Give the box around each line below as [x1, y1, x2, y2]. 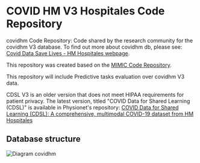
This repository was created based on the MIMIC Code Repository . [6, 61, 172, 69]
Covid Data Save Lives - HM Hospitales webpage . [6, 49, 130, 57]
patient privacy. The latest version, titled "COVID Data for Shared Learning [6, 97, 190, 105]
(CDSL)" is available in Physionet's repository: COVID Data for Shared [6, 103, 179, 111]
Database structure [6, 134, 81, 144]
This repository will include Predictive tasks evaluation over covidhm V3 [6, 73, 185, 80]
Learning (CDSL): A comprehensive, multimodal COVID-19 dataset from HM [6, 110, 194, 117]
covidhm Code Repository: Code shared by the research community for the [6, 37, 193, 44]
